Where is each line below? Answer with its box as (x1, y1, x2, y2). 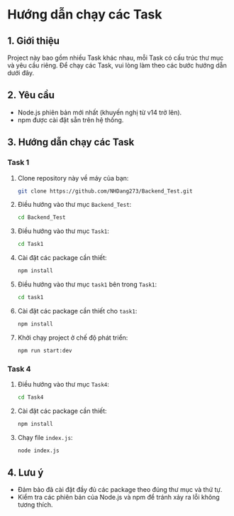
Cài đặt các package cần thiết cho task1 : (17, 306, 138, 315)
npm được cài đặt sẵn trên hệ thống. (17, 115, 124, 124)
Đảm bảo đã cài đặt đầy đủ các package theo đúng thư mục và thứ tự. (17, 485, 223, 494)
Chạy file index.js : (17, 433, 73, 441)
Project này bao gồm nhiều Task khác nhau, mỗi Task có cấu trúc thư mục (7, 53, 224, 62)
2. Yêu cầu (7, 89, 55, 102)
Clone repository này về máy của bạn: (17, 173, 129, 182)
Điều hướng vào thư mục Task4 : (17, 380, 110, 388)
